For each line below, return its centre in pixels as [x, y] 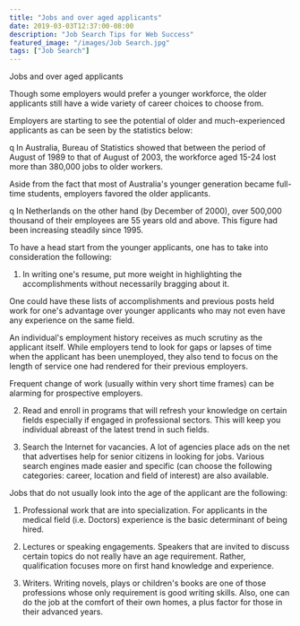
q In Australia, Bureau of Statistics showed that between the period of [137, 148]
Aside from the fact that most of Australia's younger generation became [142, 184]
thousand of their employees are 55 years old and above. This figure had [143, 221]
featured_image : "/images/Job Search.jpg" [90, 43]
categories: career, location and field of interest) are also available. [146, 475]
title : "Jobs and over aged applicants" [86, 17]
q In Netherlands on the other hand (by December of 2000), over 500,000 [146, 211]
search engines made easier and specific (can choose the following [147, 466]
